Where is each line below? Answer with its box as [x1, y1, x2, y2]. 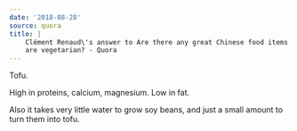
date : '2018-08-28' [9, 12, 82, 22]
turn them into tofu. [9, 114, 80, 125]
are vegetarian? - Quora [25, 46, 117, 55]
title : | [9, 29, 42, 38]
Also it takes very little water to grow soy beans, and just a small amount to [9, 104, 283, 115]
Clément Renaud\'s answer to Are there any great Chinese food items [25, 37, 289, 47]
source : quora [9, 21, 62, 30]
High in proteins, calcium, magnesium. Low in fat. [9, 88, 190, 98]
